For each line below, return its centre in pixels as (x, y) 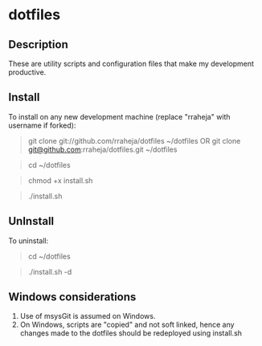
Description (38, 45)
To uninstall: (29, 240)
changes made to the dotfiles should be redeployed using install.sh (131, 333)
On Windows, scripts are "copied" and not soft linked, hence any (127, 325)
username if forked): (42, 125)
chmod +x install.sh (60, 180)
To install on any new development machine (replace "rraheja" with (119, 116)
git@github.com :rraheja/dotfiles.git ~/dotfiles (102, 149)
